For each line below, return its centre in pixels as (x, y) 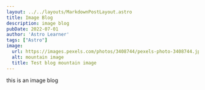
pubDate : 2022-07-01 (33, 29)
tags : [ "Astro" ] (27, 40)
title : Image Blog (30, 18)
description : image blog (38, 23)
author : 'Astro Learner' (38, 35)
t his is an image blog (32, 80)
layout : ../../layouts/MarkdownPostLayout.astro (69, 12)
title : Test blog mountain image (54, 63)
